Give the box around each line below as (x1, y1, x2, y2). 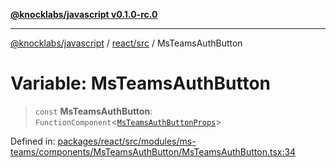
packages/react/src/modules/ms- (57, 135, 197, 147)
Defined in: (10, 135, 56, 147)
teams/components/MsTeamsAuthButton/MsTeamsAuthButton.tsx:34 (10, 145, 297, 158)
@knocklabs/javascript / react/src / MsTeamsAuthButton (10, 37, 243, 49)
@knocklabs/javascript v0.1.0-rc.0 (10, 9, 158, 20)
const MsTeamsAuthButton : (34, 105, 153, 117)
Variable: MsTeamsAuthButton (10, 72, 272, 95)
